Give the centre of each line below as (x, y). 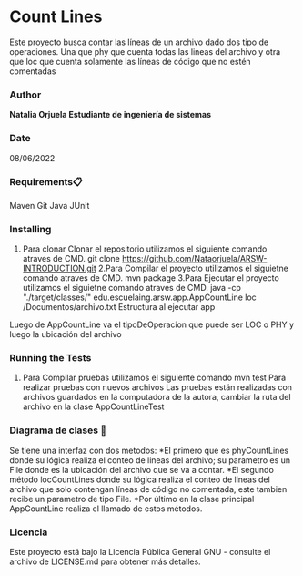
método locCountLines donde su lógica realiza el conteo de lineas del (140, 479)
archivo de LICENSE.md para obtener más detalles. (106, 561)
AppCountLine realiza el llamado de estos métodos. (106, 509)
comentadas (33, 71)
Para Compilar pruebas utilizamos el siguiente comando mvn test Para (154, 378)
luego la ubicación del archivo (66, 334)
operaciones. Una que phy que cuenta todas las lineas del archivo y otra (145, 51)
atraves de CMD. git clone (71, 259)
